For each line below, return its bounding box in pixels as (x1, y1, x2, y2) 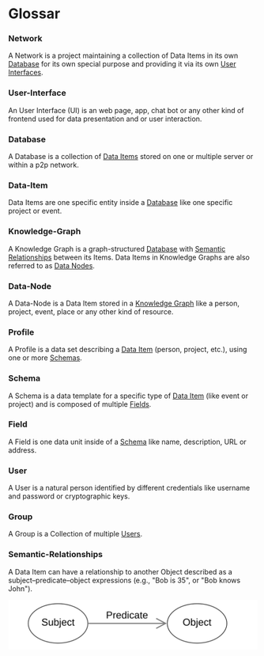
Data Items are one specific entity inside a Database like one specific (8, 198, 233, 207)
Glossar (8, 5, 61, 23)
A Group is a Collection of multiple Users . (8, 529, 143, 539)
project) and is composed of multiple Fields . (8, 399, 152, 408)
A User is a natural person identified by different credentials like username (8, 483, 251, 493)
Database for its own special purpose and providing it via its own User (8, 59, 236, 69)
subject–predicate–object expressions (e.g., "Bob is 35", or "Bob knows (8, 575, 241, 585)
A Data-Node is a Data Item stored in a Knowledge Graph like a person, (8, 298, 239, 308)
